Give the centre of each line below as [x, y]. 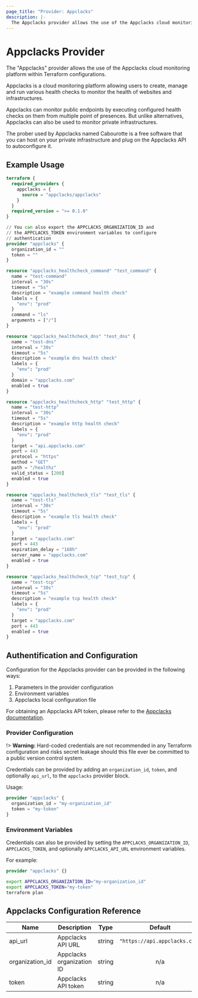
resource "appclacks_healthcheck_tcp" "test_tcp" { [71, 577]
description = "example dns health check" [64, 358]
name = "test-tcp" [34, 582]
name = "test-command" [39, 277]
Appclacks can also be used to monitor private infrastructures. [82, 122]
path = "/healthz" [34, 468]
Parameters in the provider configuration [64, 687]
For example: [22, 860]
